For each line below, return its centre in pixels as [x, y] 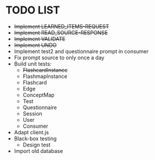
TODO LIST [33, 10]
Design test [37, 145]
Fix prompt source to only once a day [59, 57]
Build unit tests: [33, 64]
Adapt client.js [31, 132]
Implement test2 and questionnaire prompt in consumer [81, 51]
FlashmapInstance [45, 76]
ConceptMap [38, 95]
